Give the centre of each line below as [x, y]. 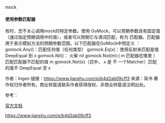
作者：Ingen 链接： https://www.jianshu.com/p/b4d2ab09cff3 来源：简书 [79, 79]
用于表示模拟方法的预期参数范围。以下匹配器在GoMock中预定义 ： [73, 43]
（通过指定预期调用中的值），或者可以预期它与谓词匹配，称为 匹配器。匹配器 [82, 37]
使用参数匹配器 [20, 19]
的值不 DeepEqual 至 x [28, 68]
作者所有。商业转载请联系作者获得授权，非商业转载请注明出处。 [83, 85]
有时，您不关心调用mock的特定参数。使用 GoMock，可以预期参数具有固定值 [83, 31]
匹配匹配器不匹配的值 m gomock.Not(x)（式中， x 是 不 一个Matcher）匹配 [81, 62]
